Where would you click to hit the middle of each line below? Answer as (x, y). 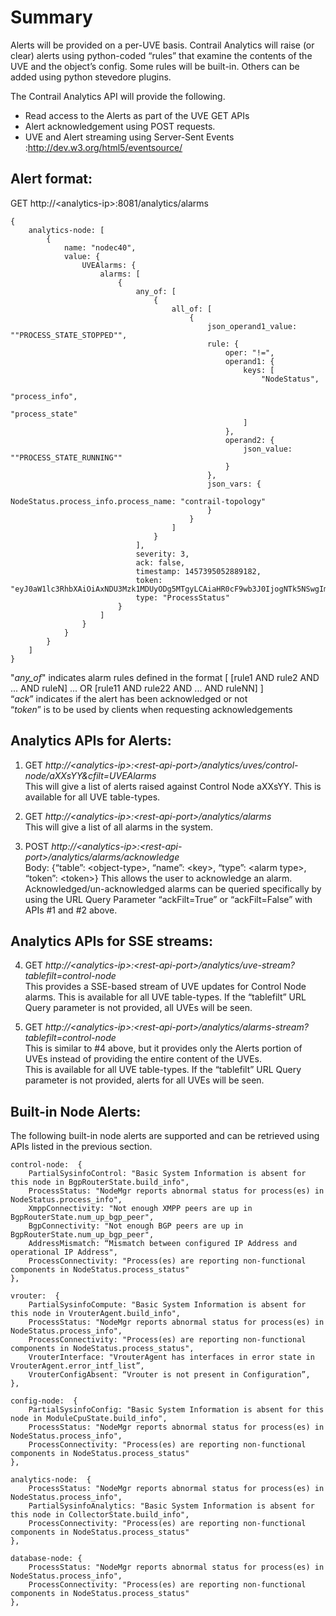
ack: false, (160, 562)
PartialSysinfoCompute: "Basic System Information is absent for (167, 1305)
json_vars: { (234, 484)
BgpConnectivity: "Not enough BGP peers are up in (136, 1226)
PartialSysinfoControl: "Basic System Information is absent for (167, 1174)
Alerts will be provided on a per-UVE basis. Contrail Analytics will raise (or (162, 45)
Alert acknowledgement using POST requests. (120, 126)
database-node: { (46, 1559)
